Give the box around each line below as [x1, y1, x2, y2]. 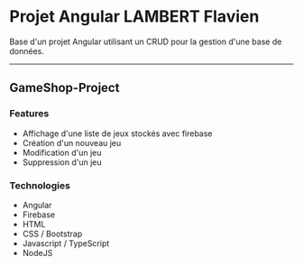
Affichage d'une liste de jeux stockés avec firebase [22, 128, 214, 139]
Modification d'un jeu [22, 147, 102, 158]
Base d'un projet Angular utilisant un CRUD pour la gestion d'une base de [9, 36, 282, 47]
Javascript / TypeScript [22, 237, 110, 249]
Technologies [9, 179, 70, 191]
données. [9, 45, 45, 56]
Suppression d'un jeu [22, 156, 102, 168]
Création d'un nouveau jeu [22, 137, 122, 148]
